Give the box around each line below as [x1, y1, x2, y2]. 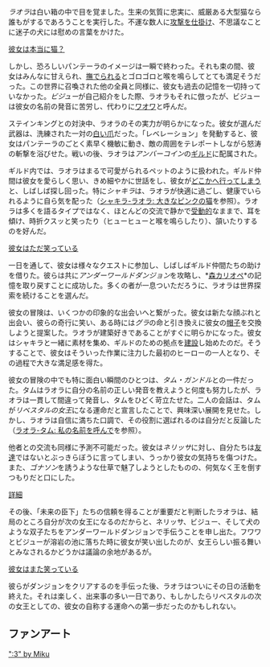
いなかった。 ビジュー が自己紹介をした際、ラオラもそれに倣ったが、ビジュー [8, 92, 261, 101]
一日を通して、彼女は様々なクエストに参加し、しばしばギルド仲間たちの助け [8, 261, 261, 270]
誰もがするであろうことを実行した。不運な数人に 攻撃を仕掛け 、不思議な [8, 17, 247, 27]
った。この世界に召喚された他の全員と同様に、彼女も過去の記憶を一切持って [8, 81, 261, 91]
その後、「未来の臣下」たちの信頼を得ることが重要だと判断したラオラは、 [8, 507, 252, 517]
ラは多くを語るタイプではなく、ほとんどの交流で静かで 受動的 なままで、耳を [8, 206, 262, 216]
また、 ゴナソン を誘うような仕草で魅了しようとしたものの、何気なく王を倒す [8, 463, 262, 472]
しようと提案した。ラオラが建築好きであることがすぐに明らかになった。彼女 [8, 328, 262, 337]
